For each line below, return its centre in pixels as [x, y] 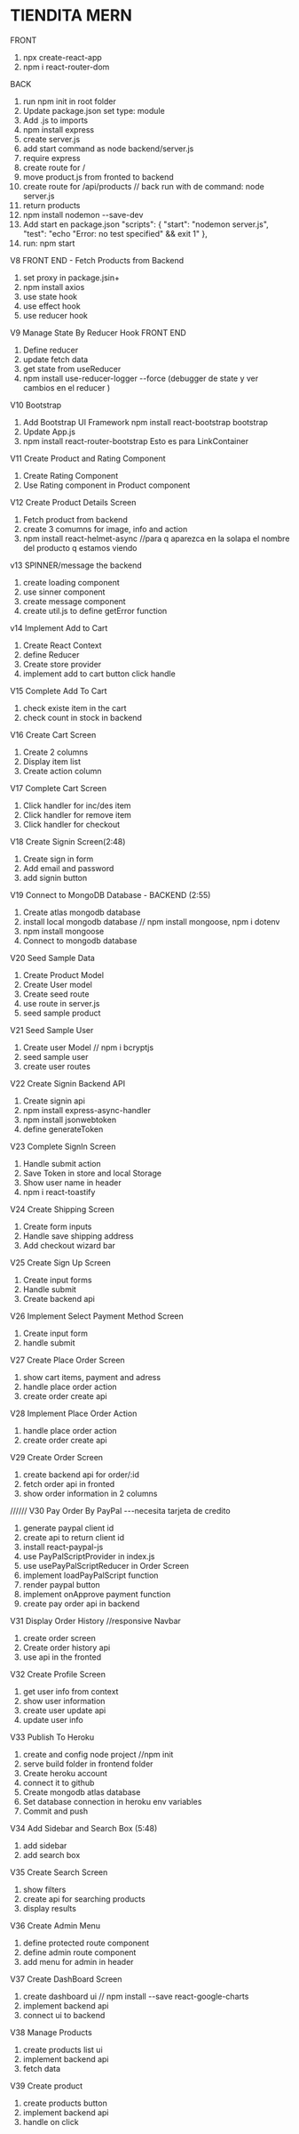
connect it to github [59, 1782]
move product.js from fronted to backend [98, 177]
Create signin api [54, 1101]
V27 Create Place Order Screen [67, 1360]
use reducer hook [55, 315]
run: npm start [49, 243]
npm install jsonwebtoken [70, 1120]
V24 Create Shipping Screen [62, 1209]
